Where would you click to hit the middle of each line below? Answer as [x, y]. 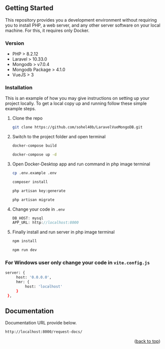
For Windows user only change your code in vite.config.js [78, 262]
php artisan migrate [33, 200]
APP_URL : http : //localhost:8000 [45, 223]
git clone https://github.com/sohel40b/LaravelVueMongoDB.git [77, 127]
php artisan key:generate [39, 191]
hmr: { [23, 282]
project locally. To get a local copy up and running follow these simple [76, 103]
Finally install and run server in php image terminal [63, 232]
